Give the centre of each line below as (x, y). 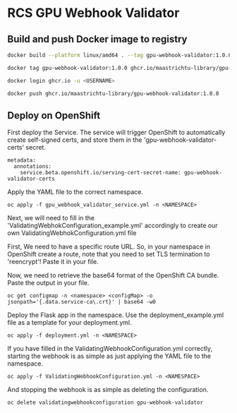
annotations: (33, 167)
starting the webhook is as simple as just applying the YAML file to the (109, 356)
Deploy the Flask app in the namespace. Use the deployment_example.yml (116, 315)
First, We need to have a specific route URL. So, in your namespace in (109, 247)
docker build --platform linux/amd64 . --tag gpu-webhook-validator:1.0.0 (120, 55)
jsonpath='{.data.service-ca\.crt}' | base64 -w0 (82, 302)
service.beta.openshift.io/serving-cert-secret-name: (101, 173)
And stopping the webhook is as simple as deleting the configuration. (108, 390)
